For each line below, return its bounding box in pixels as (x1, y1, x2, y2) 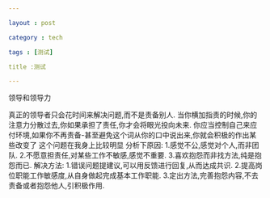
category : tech (8, 33, 63, 41)
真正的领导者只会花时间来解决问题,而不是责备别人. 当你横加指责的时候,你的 (8, 110, 258, 120)
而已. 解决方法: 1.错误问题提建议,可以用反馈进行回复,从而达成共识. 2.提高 (15, 161, 256, 171)
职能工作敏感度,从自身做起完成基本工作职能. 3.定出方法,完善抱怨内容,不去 (15, 171, 259, 180)
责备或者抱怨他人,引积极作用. (8, 181, 105, 191)
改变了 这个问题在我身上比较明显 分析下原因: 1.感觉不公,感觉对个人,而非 (15, 141, 252, 150)
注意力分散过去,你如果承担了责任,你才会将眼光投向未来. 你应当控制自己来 (8, 120, 251, 130)
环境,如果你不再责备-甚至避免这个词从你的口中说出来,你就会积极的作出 (15, 130, 250, 140)
